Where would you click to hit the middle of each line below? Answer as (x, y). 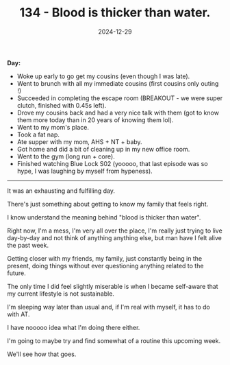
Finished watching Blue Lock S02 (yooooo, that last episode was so (112, 163)
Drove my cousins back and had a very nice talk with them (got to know (118, 113)
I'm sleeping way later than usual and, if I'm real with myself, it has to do (108, 307)
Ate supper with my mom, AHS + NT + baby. (79, 141)
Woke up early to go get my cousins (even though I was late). (103, 76)
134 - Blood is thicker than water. (115, 13)
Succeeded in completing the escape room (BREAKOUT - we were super (120, 98)
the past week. (28, 245)
